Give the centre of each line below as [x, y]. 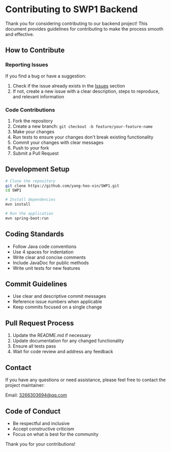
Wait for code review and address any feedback [63, 352]
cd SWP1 [13, 190]
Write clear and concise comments [49, 257]
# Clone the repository [31, 181]
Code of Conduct [33, 411]
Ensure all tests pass [34, 346]
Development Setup [37, 169]
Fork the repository [33, 121]
